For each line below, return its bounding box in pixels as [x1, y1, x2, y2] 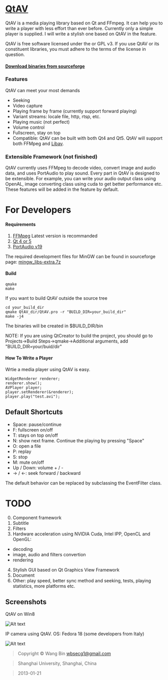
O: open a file [12, 443, 41, 449]
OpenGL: [12, 536, 32, 542]
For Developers [5, 204, 71, 216]
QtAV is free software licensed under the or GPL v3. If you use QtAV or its [5, 40, 159, 46]
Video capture [12, 102, 43, 108]
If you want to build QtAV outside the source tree [5, 295, 108, 301]
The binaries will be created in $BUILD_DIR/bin [5, 323, 103, 329]
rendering [12, 557, 34, 563]
